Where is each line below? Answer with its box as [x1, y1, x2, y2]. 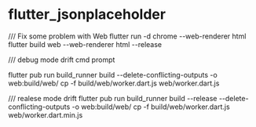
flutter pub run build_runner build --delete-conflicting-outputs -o [8, 70, 218, 79]
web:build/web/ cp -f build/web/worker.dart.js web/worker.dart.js [8, 78, 220, 88]
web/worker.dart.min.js [8, 110, 83, 119]
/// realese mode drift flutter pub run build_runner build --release [8, 93, 218, 103]
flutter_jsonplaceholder [8, 5, 166, 24]
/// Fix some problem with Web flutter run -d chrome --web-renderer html [8, 31, 247, 41]
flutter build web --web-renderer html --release [8, 39, 163, 49]
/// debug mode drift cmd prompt [8, 55, 115, 64]
